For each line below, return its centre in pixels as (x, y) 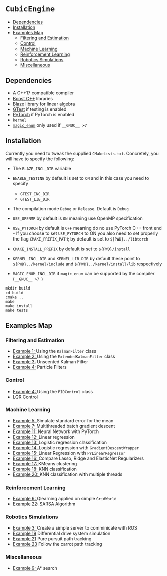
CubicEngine (30, 9)
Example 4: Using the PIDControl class (53, 391)
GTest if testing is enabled (39, 109)
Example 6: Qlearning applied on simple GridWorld (64, 499)
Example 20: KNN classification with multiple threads (67, 474)
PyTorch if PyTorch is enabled (43, 114)
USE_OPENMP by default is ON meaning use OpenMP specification (77, 218)
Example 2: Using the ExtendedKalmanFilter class (64, 356)
